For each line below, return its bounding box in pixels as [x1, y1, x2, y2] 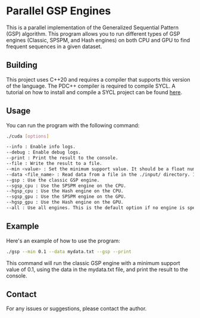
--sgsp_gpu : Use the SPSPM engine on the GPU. [6, 194, 127, 200]
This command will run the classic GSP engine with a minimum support [6, 259, 180, 266]
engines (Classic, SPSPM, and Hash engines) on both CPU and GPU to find [6, 36, 190, 43]
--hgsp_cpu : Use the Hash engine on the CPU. [6, 188, 124, 194]
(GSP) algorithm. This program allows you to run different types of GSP [6, 30, 180, 37]
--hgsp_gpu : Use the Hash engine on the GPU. [6, 199, 124, 205]
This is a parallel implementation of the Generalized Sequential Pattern [6, 24, 179, 31]
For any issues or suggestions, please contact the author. [6, 305, 147, 312]
